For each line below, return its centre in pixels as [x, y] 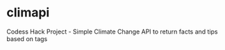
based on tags [27, 38]
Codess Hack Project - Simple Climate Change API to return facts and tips [112, 32]
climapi [28, 13]
